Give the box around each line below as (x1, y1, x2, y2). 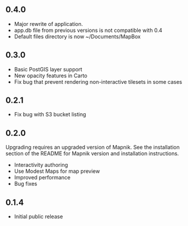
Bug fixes (14, 180, 38, 188)
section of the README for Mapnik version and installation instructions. (5, 150, 179, 157)
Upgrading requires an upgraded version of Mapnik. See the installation (5, 144, 180, 151)
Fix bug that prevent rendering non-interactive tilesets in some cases (14, 78, 183, 85)
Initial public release (14, 213, 63, 220)
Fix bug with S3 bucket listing (14, 111, 86, 118)
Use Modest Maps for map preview (14, 168, 100, 175)
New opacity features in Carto (14, 72, 87, 79)
